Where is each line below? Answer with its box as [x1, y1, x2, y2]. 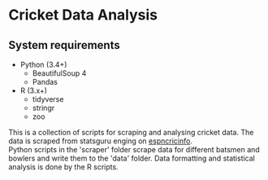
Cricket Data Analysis [8, 6, 158, 24]
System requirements [8, 38, 120, 52]
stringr [32, 103, 55, 112]
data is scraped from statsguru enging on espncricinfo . [8, 136, 193, 146]
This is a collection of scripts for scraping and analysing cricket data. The [8, 128, 254, 137]
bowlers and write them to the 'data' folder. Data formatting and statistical [8, 153, 256, 163]
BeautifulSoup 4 [32, 68, 87, 78]
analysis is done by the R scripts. [8, 162, 119, 172]
